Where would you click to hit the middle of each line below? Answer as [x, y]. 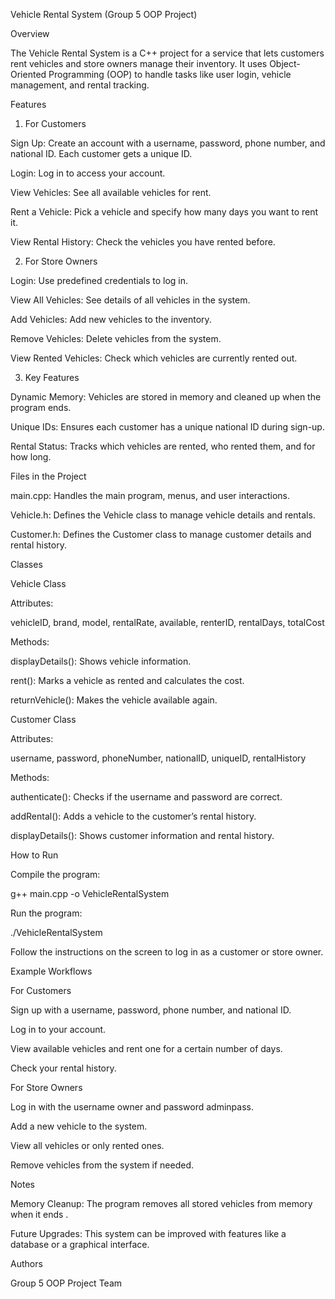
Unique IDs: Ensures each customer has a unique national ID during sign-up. [167, 427]
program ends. [41, 407]
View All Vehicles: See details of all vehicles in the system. [130, 300]
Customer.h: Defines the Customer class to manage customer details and [161, 534]
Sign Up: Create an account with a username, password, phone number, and [168, 143]
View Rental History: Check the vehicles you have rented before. [143, 242]
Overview [30, 33]
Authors [26, 1263]
